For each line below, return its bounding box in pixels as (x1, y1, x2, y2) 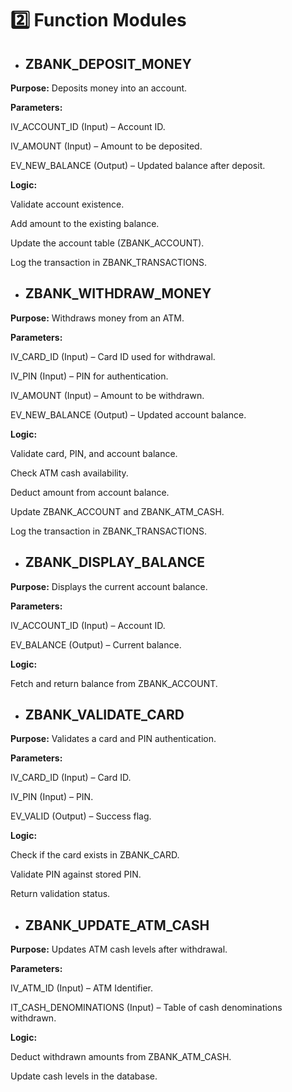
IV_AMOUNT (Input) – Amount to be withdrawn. (10, 389, 205, 401)
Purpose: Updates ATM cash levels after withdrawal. (10, 943, 228, 956)
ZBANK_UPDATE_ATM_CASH (24, 917, 210, 934)
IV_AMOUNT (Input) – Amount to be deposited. (10, 140, 203, 152)
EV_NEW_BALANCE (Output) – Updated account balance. (10, 408, 247, 421)
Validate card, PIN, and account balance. (10, 447, 178, 459)
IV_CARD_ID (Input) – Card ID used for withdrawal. (10, 350, 216, 362)
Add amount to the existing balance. (10, 218, 160, 229)
